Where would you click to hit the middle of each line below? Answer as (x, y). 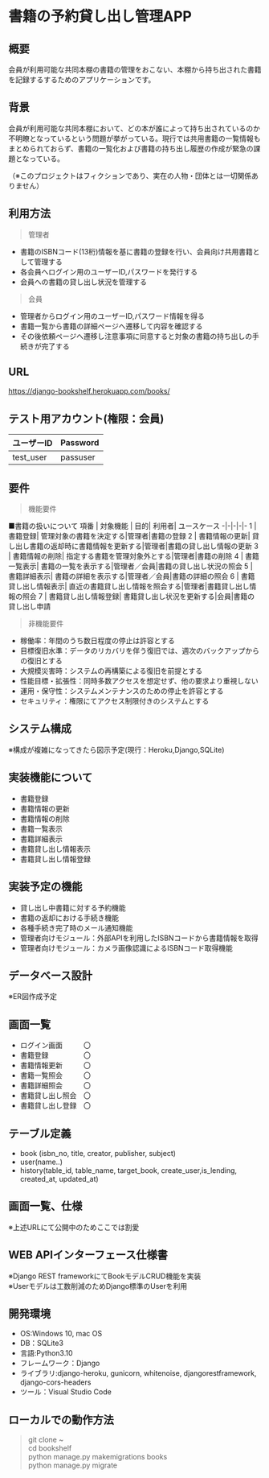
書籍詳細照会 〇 (55, 1086)
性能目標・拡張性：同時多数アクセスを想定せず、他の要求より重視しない (139, 681)
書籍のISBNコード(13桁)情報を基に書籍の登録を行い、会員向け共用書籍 (136, 251)
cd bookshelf (50, 1448)
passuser (77, 457)
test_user (30, 457)
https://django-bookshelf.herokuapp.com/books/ (89, 391)
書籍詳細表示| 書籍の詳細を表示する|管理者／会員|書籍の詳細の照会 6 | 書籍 (132, 576)
